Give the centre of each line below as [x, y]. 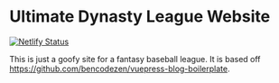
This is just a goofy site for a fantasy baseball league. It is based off [135, 59]
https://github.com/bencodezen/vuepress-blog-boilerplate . [120, 69]
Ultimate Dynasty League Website [140, 17]
